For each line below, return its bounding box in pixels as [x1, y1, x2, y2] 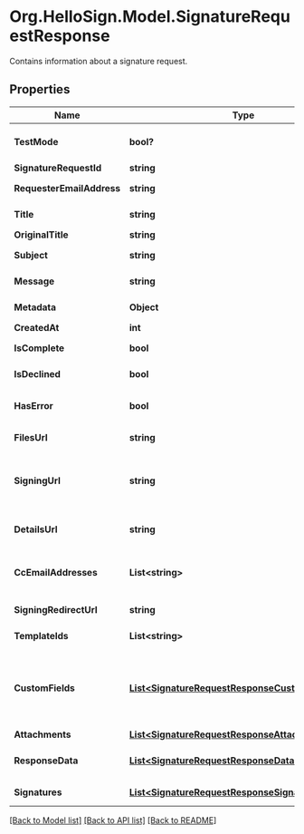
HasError [14, 399, 54, 412]
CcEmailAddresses [14, 566, 98, 578]
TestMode [14, 135, 59, 148]
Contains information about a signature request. [9, 55, 188, 66]
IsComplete [14, 342, 65, 354]
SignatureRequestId [14, 161, 102, 174]
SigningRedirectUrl [14, 603, 98, 616]
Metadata [14, 301, 57, 314]
